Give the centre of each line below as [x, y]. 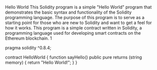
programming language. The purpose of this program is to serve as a [75, 17]
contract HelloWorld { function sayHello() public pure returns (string [74, 57]
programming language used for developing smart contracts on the [73, 33]
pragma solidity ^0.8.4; [28, 48]
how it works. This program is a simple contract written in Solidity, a [74, 28]
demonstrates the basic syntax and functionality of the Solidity [68, 12]
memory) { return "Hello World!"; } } [41, 62]
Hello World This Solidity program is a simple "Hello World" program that [78, 7]
